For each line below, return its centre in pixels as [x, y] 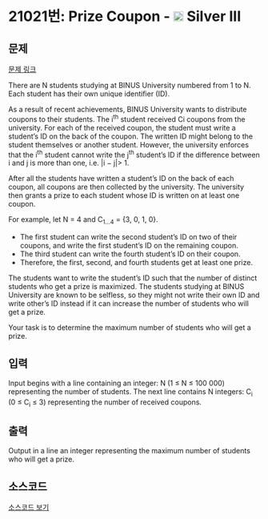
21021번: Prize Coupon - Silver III [125, 16]
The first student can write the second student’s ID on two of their [128, 237]
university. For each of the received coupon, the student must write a [122, 127]
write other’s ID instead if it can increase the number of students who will [129, 304]
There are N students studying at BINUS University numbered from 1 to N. [130, 85]
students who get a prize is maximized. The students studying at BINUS [126, 287]
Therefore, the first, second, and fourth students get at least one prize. [136, 263]
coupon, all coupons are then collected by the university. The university [126, 187]
